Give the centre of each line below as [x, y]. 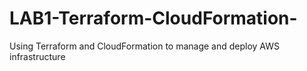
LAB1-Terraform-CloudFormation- [153, 18]
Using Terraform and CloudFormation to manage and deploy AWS [145, 46]
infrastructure [37, 56]
